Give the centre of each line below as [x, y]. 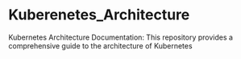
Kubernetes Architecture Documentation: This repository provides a [121, 37]
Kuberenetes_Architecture [99, 15]
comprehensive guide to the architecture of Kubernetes [100, 45]
